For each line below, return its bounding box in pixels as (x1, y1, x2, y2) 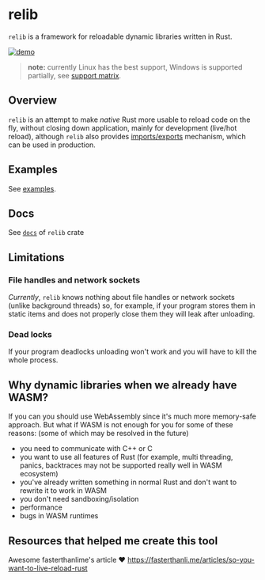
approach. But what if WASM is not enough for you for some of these (8, 420, 233, 430)
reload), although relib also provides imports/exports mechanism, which (8, 131, 247, 141)
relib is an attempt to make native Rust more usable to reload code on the (8, 115, 251, 124)
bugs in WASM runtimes (19, 511, 99, 521)
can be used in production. (8, 140, 97, 150)
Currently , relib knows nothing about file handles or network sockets (8, 293, 235, 302)
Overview (8, 93, 58, 108)
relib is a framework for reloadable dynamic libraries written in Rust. (8, 32, 233, 41)
